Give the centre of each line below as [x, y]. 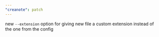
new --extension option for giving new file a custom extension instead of [80, 24]
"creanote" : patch [24, 10]
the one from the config [29, 29]
